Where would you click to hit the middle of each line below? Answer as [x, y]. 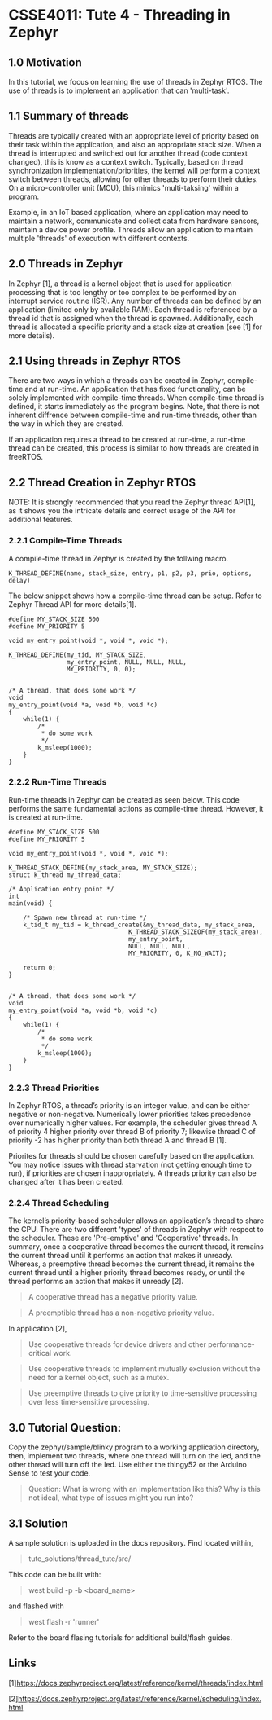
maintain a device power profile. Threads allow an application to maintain [131, 229]
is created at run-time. [46, 817]
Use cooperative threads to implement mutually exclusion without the [144, 1369]
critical [39, 1353]
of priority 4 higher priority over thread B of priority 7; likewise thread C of [132, 1132]
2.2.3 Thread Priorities [54, 1088]
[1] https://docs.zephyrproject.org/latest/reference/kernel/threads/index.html [136, 1683]
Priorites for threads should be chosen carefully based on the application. [132, 1156]
